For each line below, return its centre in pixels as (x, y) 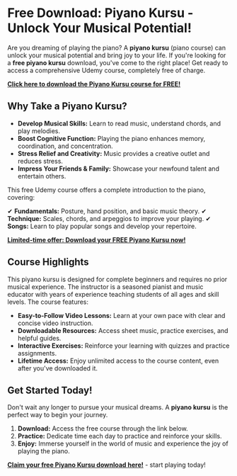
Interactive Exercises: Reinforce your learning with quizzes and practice (123, 346)
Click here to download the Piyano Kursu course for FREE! (94, 84)
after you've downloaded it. (57, 368)
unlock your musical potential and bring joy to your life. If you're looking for (117, 55)
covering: (21, 197)
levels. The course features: (48, 302)
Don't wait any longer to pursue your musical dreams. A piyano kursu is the (118, 407)
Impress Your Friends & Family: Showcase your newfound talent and (118, 169)
